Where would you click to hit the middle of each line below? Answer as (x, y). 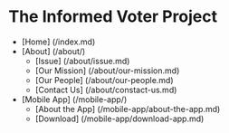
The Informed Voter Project (113, 17)
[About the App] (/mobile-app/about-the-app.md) (128, 109)
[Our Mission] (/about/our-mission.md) (107, 71)
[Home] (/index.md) (58, 42)
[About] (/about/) (53, 51)
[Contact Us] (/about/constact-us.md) (106, 90)
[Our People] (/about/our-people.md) (104, 80)
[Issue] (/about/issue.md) (82, 61)
